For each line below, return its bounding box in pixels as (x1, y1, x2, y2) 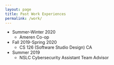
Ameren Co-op (19, 34, 49, 40)
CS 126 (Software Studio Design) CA (19, 44, 92, 51)
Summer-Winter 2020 (12, 29, 56, 35)
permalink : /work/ (5, 16, 42, 21)
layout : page (5, 7, 32, 12)
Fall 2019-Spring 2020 (12, 39, 57, 45)
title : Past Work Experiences (5, 12, 66, 16)
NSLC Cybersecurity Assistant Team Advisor (19, 55, 109, 61)
